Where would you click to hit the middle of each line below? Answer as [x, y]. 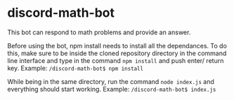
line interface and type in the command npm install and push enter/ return [116, 60]
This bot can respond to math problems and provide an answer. [99, 32]
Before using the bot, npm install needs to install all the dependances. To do [117, 45]
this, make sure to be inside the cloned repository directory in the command [117, 53]
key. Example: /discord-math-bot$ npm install [76, 68]
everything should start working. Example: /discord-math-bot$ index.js [112, 89]
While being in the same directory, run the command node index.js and [111, 81]
